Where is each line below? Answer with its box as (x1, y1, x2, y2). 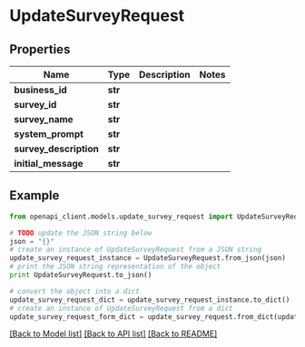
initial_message (14, 158, 84, 169)
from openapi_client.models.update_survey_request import (9, 212, 233, 221)
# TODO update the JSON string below (9, 228, 152, 237)
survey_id (14, 99, 57, 111)
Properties (9, 42, 71, 57)
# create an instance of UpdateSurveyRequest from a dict (9, 304, 233, 313)
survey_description (14, 142, 100, 155)
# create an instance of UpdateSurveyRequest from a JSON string (9, 246, 261, 255)
